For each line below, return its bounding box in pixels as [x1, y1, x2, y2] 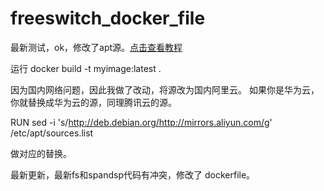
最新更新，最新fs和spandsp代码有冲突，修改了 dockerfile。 [10, 168, 256, 181]
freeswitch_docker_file [10, 7, 206, 30]
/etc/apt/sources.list [10, 127, 94, 139]
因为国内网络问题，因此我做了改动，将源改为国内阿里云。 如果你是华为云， [10, 83, 320, 96]
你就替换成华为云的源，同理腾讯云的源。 [10, 96, 177, 108]
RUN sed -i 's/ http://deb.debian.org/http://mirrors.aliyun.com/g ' [10, 116, 273, 128]
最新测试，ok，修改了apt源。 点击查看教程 [10, 41, 183, 53]
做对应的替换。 [10, 147, 72, 159]
